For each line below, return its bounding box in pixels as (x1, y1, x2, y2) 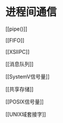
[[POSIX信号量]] (5, 98, 44, 105)
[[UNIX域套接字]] (5, 111, 46, 118)
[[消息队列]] (5, 60, 34, 67)
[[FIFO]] (5, 37, 24, 44)
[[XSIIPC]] (5, 48, 30, 55)
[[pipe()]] (5, 25, 27, 33)
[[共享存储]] (5, 85, 34, 92)
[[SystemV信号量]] (5, 73, 50, 80)
